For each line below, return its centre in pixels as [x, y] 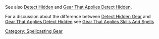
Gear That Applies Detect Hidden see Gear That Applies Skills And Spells [80, 22]
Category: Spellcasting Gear [34, 31]
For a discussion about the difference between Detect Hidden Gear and [78, 16]
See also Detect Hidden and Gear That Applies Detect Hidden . [69, 7]
